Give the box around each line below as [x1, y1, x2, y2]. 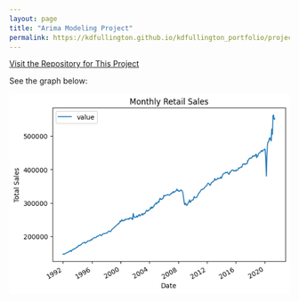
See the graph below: [9, 75, 88, 86]
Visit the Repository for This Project [9, 59, 140, 69]
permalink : [9, 33, 50, 42]
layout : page [9, 14, 58, 23]
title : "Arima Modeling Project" [9, 23, 133, 33]
